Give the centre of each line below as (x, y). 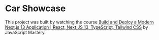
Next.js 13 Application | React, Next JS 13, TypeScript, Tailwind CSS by (77, 27)
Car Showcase (35, 9)
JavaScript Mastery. (25, 32)
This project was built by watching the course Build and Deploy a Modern (79, 22)
